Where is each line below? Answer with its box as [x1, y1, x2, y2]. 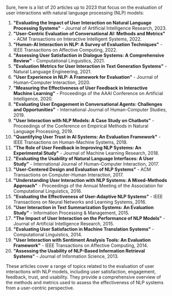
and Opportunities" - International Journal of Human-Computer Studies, [13, 107, 167, 112]
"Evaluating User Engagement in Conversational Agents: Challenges [13, 101, 163, 107]
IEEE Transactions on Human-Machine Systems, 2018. [13, 139, 128, 145]
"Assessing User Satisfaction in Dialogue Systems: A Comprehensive [13, 52, 164, 58]
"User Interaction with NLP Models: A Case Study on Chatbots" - [13, 118, 155, 123]
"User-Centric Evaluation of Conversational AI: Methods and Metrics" [13, 31, 165, 36]
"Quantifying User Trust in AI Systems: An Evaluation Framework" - [13, 134, 161, 140]
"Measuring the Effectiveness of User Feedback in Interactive [13, 85, 148, 91]
